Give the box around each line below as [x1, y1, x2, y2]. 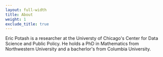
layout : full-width [5, 7, 47, 13]
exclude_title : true [5, 21, 50, 27]
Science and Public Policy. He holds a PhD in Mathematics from [5, 41, 139, 47]
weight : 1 [5, 17, 27, 22]
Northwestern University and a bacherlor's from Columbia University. [5, 46, 151, 52]
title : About [5, 12, 33, 17]
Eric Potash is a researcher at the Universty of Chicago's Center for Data [5, 35, 158, 41]
